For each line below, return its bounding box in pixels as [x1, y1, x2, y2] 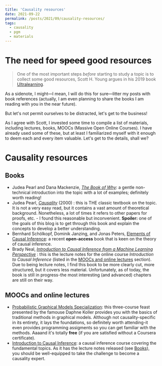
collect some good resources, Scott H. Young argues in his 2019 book [16, 76, 156, 82]
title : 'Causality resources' [5, 7, 66, 12]
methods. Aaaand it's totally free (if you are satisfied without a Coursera [12, 330, 156, 335]
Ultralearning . [16, 81, 44, 87]
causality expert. [12, 355, 46, 361]
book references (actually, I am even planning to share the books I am [5, 95, 144, 102]
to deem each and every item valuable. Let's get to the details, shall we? [5, 135, 149, 141]
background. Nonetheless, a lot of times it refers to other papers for [12, 210, 147, 216]
